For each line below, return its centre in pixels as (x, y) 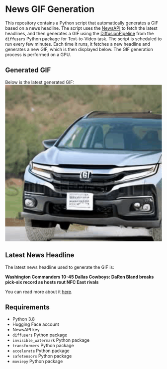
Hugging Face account (36, 324)
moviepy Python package (38, 362)
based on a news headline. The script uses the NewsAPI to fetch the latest (81, 28)
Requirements (27, 307)
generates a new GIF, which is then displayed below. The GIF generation (79, 49)
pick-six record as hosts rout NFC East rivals (52, 282)
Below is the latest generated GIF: (40, 82)
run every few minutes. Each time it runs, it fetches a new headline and (78, 44)
